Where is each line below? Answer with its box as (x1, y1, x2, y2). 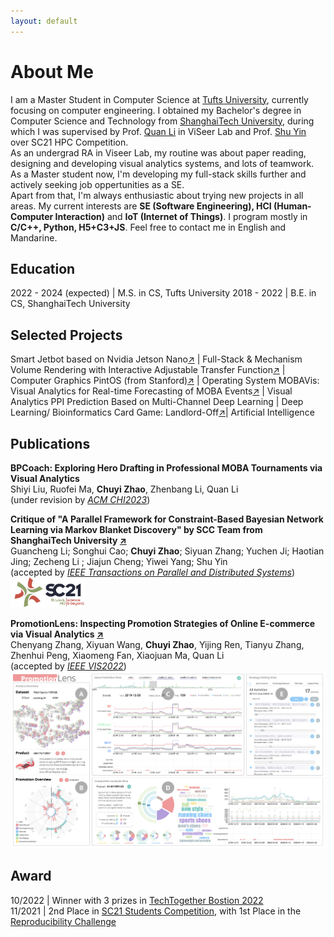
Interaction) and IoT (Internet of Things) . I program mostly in (54, 210, 308, 222)
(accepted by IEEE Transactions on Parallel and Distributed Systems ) (10, 566, 295, 578)
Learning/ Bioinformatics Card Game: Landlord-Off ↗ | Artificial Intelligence (10, 406, 315, 419)
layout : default (10, 16, 78, 26)
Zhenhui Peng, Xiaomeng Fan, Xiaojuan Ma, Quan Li (10, 649, 225, 661)
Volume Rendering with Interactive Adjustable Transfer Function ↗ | (10, 364, 286, 376)
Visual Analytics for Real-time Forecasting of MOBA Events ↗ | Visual (10, 385, 293, 397)
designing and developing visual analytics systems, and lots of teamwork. (10, 157, 315, 169)
